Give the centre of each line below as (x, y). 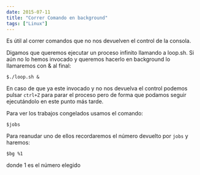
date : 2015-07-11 (28, 12)
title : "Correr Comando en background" (57, 18)
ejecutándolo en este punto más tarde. (55, 101)
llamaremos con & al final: (39, 66)
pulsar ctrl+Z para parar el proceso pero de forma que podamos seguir (96, 95)
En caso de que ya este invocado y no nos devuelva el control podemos (97, 88)
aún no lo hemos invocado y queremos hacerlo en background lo (88, 60)
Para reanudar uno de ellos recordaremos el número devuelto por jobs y (97, 136)
